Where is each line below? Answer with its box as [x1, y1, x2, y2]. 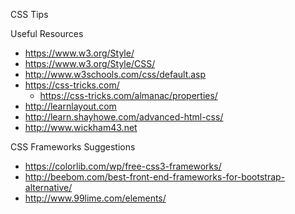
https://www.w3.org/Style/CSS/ [24, 58, 156, 69]
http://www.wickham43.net [24, 122, 138, 133]
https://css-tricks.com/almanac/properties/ [39, 90, 218, 101]
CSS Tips [10, 9, 49, 20]
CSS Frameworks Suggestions [10, 141, 136, 153]
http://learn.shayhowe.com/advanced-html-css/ [24, 111, 224, 123]
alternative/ [24, 182, 73, 193]
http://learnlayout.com [24, 100, 117, 112]
